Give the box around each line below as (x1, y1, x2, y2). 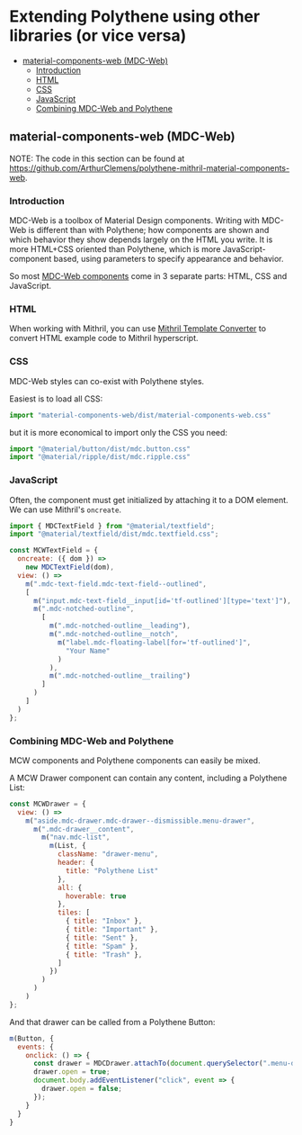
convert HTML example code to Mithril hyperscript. (9, 333, 200, 344)
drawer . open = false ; (41, 1085, 123, 1094)
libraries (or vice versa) (9, 25, 187, 46)
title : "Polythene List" (66, 866, 159, 875)
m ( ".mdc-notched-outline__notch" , (49, 630, 179, 639)
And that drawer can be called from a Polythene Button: (9, 1016, 216, 1027)
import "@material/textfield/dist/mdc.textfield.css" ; (9, 529, 219, 539)
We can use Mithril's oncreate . (9, 504, 122, 515)
